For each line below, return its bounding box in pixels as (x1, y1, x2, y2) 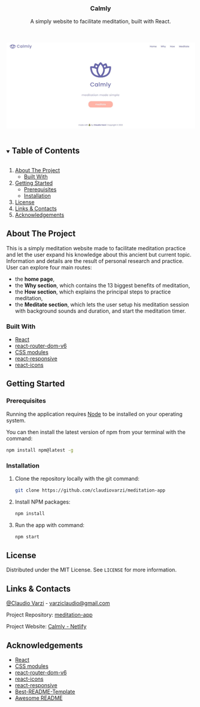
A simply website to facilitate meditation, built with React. (30, 18, 171, 25)
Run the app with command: (14, 521, 85, 529)
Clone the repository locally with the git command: (14, 475, 140, 482)
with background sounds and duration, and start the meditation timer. (14, 307, 186, 314)
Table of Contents (11, 145, 80, 155)
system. (6, 417, 26, 424)
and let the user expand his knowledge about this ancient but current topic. (6, 251, 192, 258)
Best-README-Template (14, 688, 75, 695)
